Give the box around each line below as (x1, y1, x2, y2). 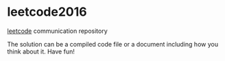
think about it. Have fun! (7, 47, 75, 56)
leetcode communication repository (7, 27, 108, 35)
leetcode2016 (7, 4, 87, 20)
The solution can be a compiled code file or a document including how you (7, 40, 218, 48)
